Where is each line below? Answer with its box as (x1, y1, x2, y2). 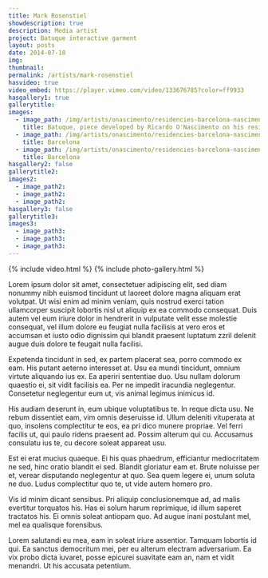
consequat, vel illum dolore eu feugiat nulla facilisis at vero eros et (8, 321, 226, 332)
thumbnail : (8, 64, 45, 72)
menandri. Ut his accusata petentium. (8, 560, 132, 570)
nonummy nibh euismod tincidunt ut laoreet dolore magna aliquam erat (8, 288, 241, 297)
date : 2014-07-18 (8, 49, 66, 57)
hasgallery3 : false (8, 205, 73, 213)
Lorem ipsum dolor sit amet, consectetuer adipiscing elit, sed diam (8, 279, 227, 289)
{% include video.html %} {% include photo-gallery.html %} (8, 264, 205, 273)
